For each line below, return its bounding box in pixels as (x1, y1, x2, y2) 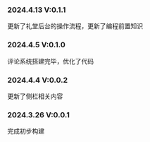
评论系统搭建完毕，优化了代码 (7, 57, 94, 65)
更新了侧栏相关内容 (7, 92, 63, 100)
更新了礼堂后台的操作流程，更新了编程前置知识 (7, 22, 143, 30)
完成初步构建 (7, 127, 44, 136)
